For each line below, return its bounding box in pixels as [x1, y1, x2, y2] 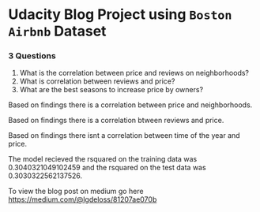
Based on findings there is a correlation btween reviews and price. [8, 116, 224, 125]
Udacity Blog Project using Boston [8, 6, 232, 24]
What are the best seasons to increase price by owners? [19, 85, 204, 95]
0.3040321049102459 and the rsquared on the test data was [8, 163, 207, 173]
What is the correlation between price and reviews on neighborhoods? [19, 69, 250, 78]
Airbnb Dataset [8, 22, 107, 40]
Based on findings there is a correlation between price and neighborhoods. [8, 100, 253, 110]
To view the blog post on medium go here [8, 187, 144, 196]
